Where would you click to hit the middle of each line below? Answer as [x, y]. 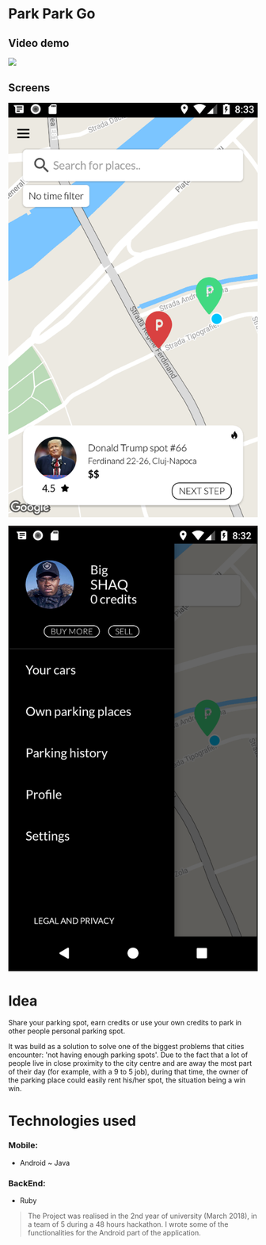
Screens [29, 88]
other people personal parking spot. [66, 1031]
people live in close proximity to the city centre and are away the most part [130, 1063]
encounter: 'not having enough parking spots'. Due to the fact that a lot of [128, 1055]
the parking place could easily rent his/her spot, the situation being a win [127, 1080]
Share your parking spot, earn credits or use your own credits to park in [125, 1023]
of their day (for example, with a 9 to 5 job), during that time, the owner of [128, 1072]
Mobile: [23, 1145]
